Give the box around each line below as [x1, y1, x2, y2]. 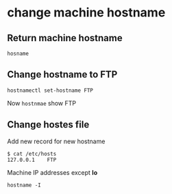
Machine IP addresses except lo [7, 168, 98, 176]
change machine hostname [7, 5, 166, 21]
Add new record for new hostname [7, 137, 106, 145]
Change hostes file [7, 119, 90, 131]
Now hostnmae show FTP [7, 99, 77, 107]
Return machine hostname [7, 32, 123, 44]
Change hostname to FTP [7, 69, 118, 80]
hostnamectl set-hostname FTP [7, 87, 94, 94]
